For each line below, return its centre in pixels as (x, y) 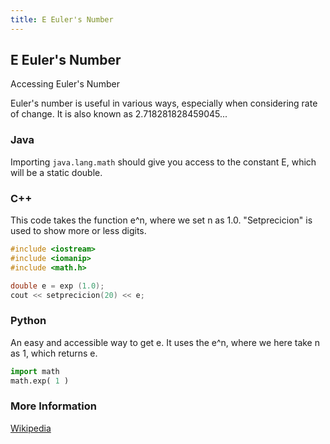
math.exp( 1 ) (40, 381)
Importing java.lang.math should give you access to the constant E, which (163, 162)
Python (28, 321)
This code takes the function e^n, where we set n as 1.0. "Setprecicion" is (161, 220)
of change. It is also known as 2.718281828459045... (119, 114)
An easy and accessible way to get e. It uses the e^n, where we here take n (165, 342)
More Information (53, 406)
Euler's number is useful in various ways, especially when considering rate (164, 103)
